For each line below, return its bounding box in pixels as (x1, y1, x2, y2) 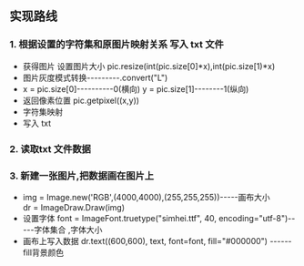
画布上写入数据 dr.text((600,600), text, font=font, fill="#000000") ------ (22, 235, 293, 246)
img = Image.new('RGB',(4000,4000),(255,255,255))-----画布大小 (22, 191, 270, 202)
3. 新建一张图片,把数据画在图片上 (9, 169, 155, 182)
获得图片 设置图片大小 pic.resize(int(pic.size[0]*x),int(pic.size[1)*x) (22, 60, 276, 71)
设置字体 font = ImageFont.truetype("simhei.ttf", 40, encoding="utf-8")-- (22, 212, 296, 223)
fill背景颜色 (22, 247, 65, 258)
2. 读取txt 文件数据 (9, 142, 91, 155)
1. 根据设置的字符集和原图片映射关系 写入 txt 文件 (9, 38, 225, 51)
